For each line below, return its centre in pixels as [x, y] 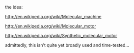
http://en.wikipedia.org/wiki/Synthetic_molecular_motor [61, 36]
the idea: [14, 7]
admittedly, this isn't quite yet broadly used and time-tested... [67, 45]
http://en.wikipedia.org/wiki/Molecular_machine [53, 16]
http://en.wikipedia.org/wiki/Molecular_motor [51, 26]
